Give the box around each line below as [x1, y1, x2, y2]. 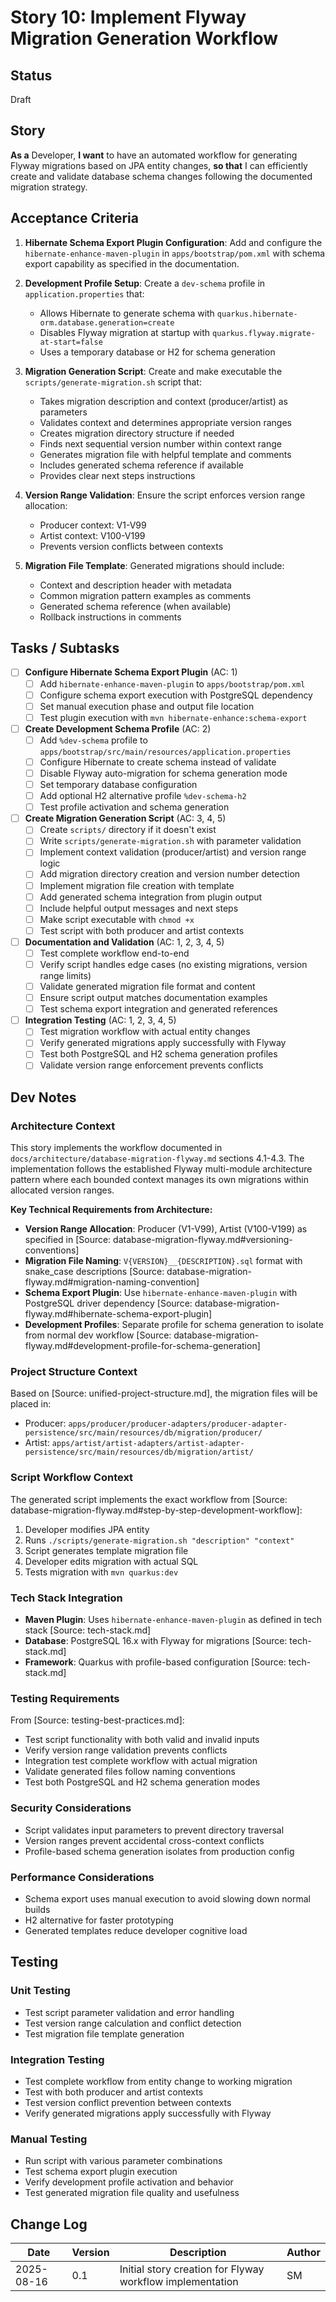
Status [10, 67, 53, 84]
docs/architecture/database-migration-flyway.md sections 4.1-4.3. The [10, 1152, 305, 1165]
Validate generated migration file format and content [39, 981, 256, 992]
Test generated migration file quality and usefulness [24, 2187, 240, 2199]
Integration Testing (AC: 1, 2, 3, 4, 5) [24, 1014, 177, 1026]
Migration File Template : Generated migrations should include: [24, 559, 285, 571]
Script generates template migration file [24, 1544, 189, 1556]
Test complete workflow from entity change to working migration [24, 2075, 293, 2087]
